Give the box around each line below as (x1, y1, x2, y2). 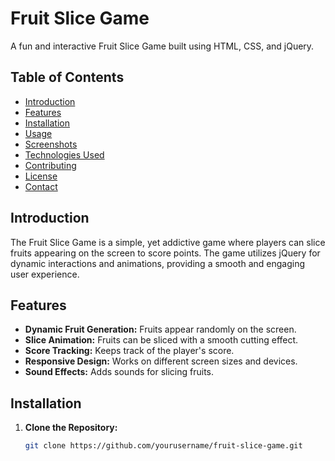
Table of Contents (10, 69, 125, 86)
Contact (24, 180, 58, 192)
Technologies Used (24, 148, 105, 161)
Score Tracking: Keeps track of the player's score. (24, 345, 235, 357)
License (24, 170, 58, 182)
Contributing (24, 159, 77, 171)
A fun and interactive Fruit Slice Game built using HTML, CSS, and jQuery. (10, 40, 315, 52)
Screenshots (24, 138, 78, 150)
